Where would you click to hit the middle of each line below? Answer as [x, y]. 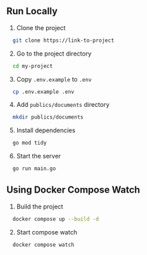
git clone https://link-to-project [64, 40]
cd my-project [33, 66]
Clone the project [41, 27]
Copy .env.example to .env [54, 79]
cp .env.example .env [44, 92]
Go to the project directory [54, 53]
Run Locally [32, 11]
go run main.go [34, 169]
